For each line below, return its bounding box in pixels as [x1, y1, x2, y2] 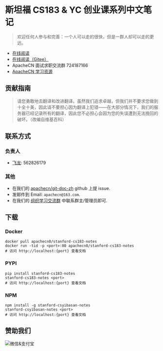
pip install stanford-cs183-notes [5, 271, 76, 276]
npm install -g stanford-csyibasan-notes [5, 303, 91, 308]
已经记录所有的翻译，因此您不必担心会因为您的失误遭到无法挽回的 [25, 110, 159, 116]
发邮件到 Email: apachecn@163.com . [12, 191, 81, 197]
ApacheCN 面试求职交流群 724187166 [12, 62, 88, 68]
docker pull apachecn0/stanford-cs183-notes [5, 239, 97, 244]
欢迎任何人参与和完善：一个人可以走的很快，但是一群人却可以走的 [17, 34, 150, 40]
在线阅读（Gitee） [12, 56, 49, 62]
